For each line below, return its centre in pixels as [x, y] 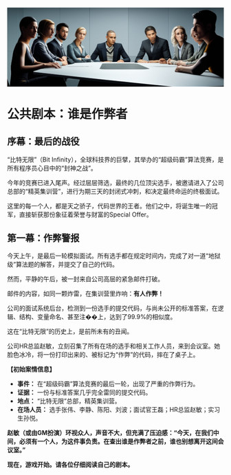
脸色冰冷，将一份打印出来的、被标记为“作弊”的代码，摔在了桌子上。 [103, 355]
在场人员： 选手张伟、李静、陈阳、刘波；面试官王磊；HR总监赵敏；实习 [119, 410]
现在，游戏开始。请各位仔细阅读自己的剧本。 [70, 465]
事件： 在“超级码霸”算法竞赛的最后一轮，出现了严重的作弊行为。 [108, 384]
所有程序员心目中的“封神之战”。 [52, 168]
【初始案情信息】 [31, 369]
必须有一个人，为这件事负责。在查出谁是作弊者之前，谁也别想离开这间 [118, 441]
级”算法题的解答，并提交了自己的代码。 [63, 265]
